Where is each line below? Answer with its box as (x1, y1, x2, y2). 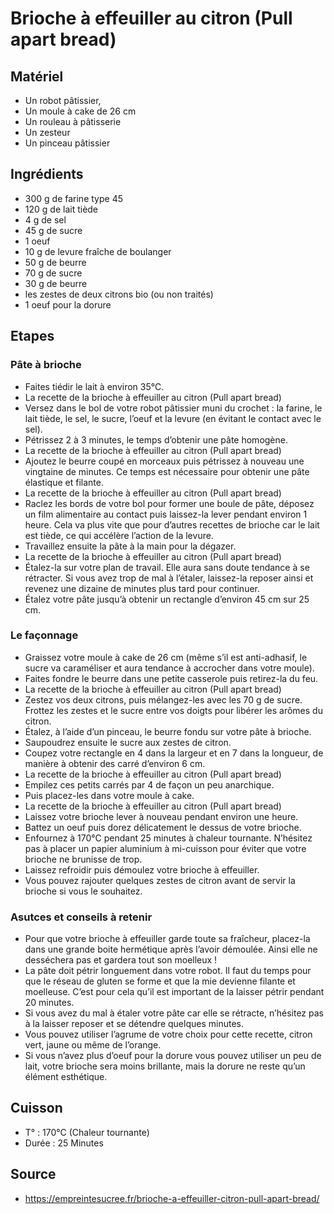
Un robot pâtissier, (24, 95, 102, 106)
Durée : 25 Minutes (24, 1137, 104, 1149)
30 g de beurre (24, 277, 88, 289)
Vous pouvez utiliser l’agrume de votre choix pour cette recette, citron (24, 1028, 313, 1041)
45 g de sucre (24, 224, 83, 236)
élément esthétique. (24, 1071, 108, 1083)
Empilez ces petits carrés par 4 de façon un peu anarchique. (24, 778, 275, 791)
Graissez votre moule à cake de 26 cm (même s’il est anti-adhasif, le (24, 651, 308, 663)
